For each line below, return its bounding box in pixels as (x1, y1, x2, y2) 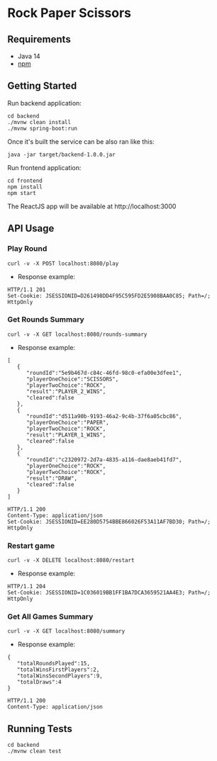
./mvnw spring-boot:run (7, 125, 78, 132)
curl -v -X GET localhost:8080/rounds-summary (7, 331, 148, 338)
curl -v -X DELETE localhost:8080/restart (7, 557, 135, 564)
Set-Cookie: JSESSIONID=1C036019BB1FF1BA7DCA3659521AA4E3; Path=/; (7, 590, 211, 597)
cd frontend (7, 177, 43, 184)
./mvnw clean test (7, 748, 62, 755)
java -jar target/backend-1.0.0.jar (7, 151, 116, 158)
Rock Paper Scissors (7, 5, 131, 21)
